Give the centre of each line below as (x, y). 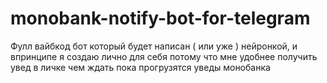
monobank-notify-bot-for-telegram (160, 18)
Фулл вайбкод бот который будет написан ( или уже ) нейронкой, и (154, 46)
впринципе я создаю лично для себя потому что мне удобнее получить (164, 56)
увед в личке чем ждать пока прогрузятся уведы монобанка (140, 67)
